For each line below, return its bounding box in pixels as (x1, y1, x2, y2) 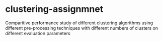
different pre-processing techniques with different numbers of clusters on (5, 25, 158, 31)
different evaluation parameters (5, 30, 70, 36)
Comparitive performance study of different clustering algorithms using (5, 20, 153, 26)
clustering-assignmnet (5, 3, 104, 15)
